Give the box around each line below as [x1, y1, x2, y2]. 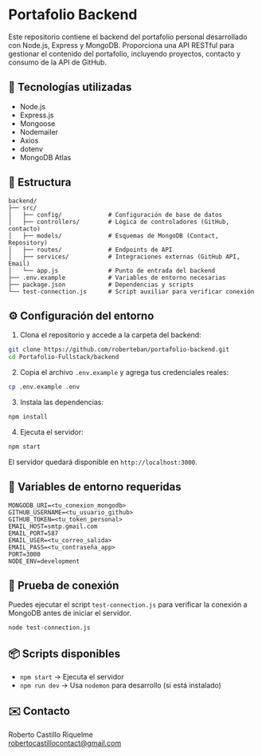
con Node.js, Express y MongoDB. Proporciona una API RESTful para [8, 40, 235, 49]
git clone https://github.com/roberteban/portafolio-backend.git [8, 345, 229, 354]
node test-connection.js [8, 624, 91, 632]
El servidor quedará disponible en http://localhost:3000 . [8, 457, 197, 467]
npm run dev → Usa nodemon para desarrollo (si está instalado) [19, 680, 221, 691]
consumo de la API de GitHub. [8, 57, 108, 67]
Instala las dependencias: [19, 397, 104, 407]
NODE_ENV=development [8, 557, 80, 565]
